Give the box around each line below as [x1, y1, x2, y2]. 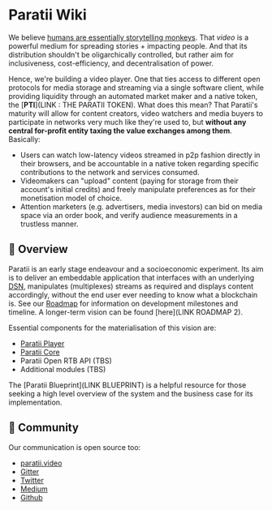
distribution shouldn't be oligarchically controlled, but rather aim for [8, 49, 234, 59]
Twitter [19, 475, 45, 485]
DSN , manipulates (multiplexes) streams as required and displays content [8, 281, 254, 291]
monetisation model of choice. [19, 193, 123, 203]
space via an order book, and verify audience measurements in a [19, 210, 238, 220]
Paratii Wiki [8, 6, 87, 24]
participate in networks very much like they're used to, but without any [8, 117, 247, 126]
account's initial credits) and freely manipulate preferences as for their [19, 184, 256, 194]
